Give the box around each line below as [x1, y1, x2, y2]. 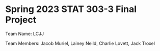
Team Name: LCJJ [5, 30, 44, 36]
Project [5, 14, 37, 25]
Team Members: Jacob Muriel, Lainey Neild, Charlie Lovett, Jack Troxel [5, 40, 155, 46]
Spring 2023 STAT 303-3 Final [5, 3, 137, 15]
